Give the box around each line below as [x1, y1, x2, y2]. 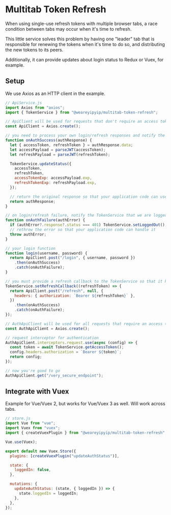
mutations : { [10, 481, 38, 486]
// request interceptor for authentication [5, 335, 99, 340]
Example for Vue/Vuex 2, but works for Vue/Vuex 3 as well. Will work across [5, 401, 165, 407]
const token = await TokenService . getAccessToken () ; [10, 345, 124, 350]
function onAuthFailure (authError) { [5, 218, 85, 223]
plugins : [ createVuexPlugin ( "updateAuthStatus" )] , [10, 453, 120, 458]
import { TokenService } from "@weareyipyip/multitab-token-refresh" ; [5, 110, 158, 115]
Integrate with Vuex [5, 387, 70, 396]
